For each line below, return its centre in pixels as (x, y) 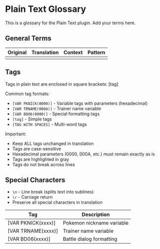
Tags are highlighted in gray (40, 159)
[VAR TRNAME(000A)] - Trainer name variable (57, 108)
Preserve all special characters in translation (57, 202)
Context (73, 52)
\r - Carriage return (32, 197)
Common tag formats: (27, 94)
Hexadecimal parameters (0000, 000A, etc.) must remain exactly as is (83, 154)
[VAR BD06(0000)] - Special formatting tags (56, 114)
